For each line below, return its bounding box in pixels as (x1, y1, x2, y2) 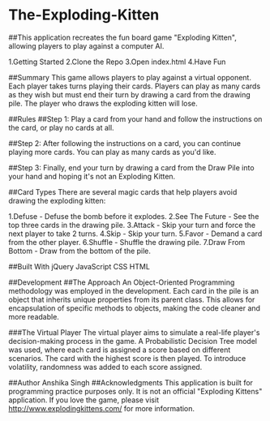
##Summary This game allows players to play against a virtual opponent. (8, 72, 251, 82)
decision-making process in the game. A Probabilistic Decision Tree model (8, 336, 258, 346)
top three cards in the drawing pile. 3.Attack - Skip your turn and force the (8, 220, 256, 230)
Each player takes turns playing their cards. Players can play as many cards (8, 81, 261, 91)
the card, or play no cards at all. (8, 122, 115, 132)
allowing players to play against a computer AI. (8, 41, 165, 50)
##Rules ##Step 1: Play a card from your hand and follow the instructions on (8, 114, 263, 123)
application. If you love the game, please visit (8, 395, 160, 405)
